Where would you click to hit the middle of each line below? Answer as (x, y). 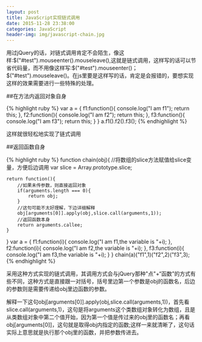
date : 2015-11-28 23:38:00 (40, 23)
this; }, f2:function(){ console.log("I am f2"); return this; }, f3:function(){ (96, 115)
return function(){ (31, 179)
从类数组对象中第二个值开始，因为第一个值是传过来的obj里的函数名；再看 (98, 317)
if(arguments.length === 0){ (54, 191)
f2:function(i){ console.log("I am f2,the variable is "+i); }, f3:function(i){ (95, 248)
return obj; (44, 196)
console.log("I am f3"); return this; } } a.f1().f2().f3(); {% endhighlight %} (97, 121)
